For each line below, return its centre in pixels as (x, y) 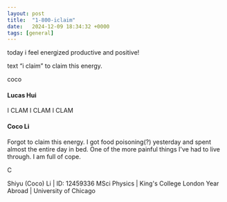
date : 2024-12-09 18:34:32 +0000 (58, 26)
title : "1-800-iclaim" (42, 20)
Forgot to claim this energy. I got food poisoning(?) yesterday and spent (109, 142)
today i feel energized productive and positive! (73, 53)
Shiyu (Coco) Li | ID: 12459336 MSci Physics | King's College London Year (113, 183)
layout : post (26, 13)
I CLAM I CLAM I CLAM (40, 111)
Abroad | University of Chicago (51, 190)
